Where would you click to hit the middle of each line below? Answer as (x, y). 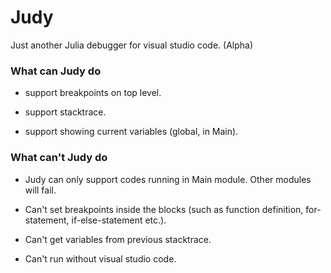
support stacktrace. (65, 112)
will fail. (40, 190)
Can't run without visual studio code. (100, 258)
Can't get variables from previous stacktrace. (118, 239)
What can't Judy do (59, 158)
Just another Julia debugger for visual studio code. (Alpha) (132, 45)
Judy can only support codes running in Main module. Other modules (168, 179)
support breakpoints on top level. (93, 93)
